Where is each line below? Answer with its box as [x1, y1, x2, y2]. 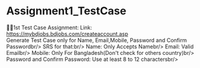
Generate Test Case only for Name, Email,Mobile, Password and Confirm [6, 36, 187, 44]
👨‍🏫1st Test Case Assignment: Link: [6, 24, 92, 31]
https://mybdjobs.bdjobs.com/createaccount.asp [6, 30, 129, 37]
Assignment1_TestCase [6, 4, 127, 18]
